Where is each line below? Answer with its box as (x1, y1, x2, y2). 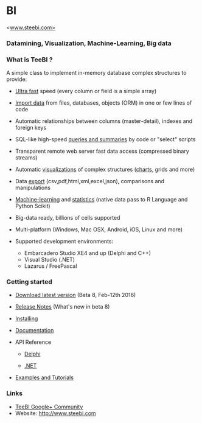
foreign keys (15, 124, 47, 131)
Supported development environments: (15, 238, 114, 245)
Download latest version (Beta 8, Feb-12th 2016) (15, 292, 136, 299)
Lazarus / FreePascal (24, 262, 77, 270)
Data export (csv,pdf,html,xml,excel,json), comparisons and (15, 178, 165, 185)
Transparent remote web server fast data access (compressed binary (15, 147, 190, 155)
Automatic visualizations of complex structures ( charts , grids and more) (15, 166, 195, 173)
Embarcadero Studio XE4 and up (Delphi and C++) (24, 250, 151, 257)
